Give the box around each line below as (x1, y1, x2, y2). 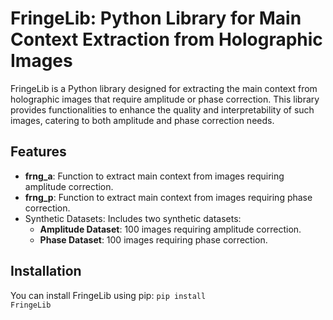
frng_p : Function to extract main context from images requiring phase (24, 191, 313, 203)
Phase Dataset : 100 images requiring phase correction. (39, 233, 268, 246)
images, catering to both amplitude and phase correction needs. (10, 114, 275, 126)
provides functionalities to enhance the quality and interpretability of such (10, 103, 315, 116)
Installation (10, 263, 82, 280)
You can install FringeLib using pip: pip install (10, 289, 207, 301)
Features (10, 143, 67, 161)
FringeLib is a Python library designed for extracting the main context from (10, 82, 318, 94)
